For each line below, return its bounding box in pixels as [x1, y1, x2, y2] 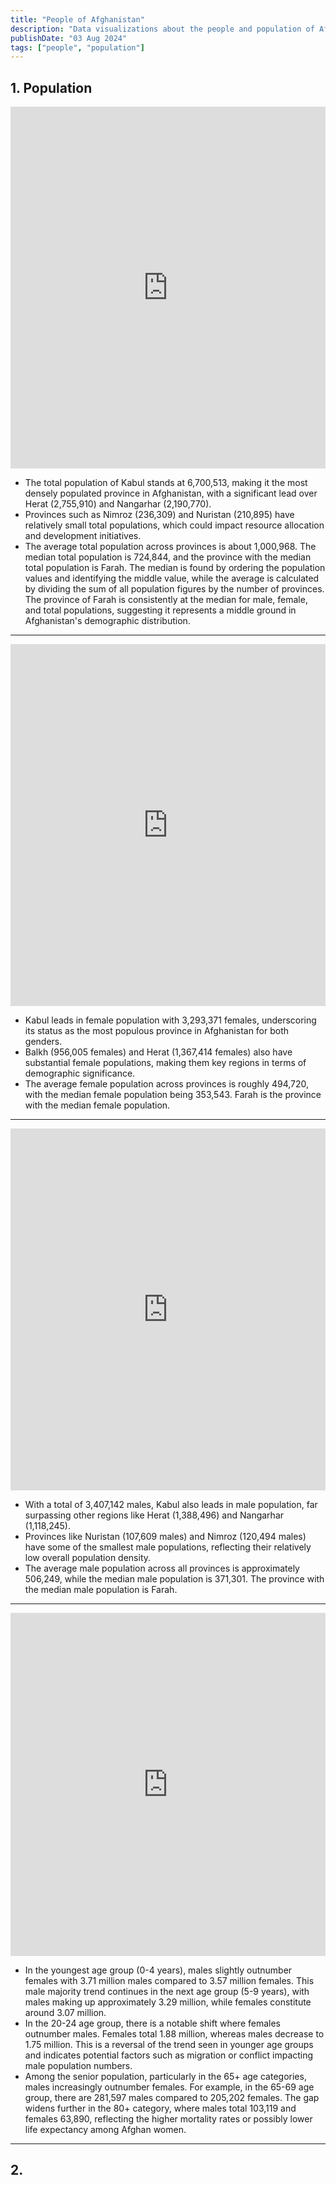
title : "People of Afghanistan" [10, 14, 145, 25]
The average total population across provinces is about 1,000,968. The [24, 541, 317, 553]
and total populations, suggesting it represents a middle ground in [24, 604, 297, 616]
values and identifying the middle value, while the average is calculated [24, 572, 320, 585]
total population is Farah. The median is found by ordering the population [24, 562, 326, 574]
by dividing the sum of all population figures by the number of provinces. [24, 583, 325, 595]
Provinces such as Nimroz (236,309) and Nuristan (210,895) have [24, 509, 295, 521]
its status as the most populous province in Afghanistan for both [24, 1025, 290, 1037]
